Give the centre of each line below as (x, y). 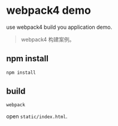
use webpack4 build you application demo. (59, 27)
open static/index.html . (37, 116)
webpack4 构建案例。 (48, 39)
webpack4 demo (49, 10)
